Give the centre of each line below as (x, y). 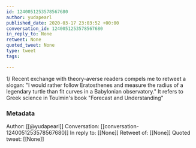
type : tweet (21, 51)
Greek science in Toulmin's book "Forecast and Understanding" (85, 98)
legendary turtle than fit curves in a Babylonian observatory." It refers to (95, 91)
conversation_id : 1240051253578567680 (55, 28)
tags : (13, 56)
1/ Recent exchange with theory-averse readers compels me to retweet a (96, 78)
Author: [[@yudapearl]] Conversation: (53, 126)
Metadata (20, 113)
